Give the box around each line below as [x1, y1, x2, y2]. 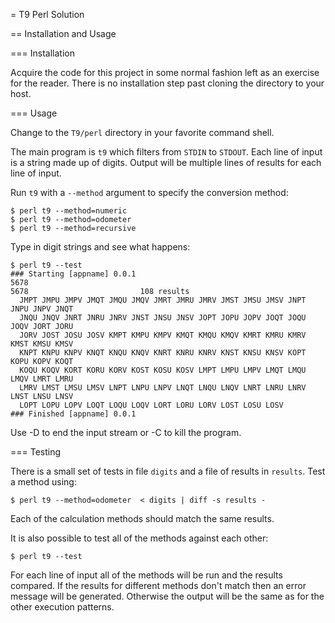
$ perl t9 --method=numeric [10, 206, 128, 216]
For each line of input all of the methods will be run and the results [10, 569, 283, 581]
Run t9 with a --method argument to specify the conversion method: [10, 187, 289, 198]
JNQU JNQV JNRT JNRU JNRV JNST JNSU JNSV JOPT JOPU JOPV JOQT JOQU [19, 313, 307, 323]
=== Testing [10, 446, 62, 458]
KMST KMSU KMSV [10, 339, 74, 349]
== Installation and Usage [10, 28, 117, 39]
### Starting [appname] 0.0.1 [10, 269, 137, 279]
